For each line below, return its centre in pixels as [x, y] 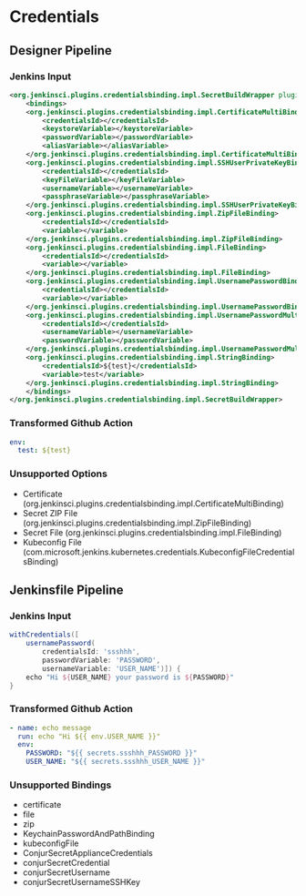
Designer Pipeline [61, 51]
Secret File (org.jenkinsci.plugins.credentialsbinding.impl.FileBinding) [152, 532]
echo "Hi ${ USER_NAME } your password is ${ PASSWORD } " [130, 677]
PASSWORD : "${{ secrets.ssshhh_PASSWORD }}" [112, 753]
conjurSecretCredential [66, 863]
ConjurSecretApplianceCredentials [87, 853]
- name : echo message [51, 728]
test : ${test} [44, 451]
